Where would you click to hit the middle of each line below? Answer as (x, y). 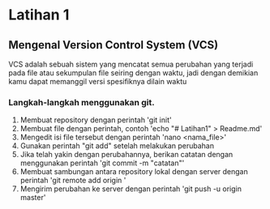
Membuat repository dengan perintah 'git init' (96, 120)
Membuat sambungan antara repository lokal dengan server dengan (134, 172)
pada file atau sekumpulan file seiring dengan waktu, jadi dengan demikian (133, 73)
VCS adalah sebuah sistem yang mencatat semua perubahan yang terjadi (131, 64)
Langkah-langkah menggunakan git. (82, 102)
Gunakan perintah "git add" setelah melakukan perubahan (117, 146)
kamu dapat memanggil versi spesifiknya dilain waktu (98, 81)
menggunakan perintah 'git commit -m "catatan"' (102, 163)
